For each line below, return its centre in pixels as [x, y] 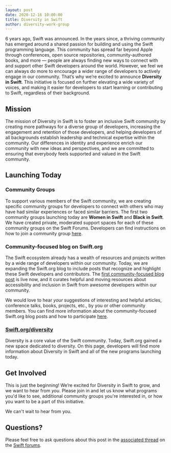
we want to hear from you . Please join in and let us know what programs [81, 391]
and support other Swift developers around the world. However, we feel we [84, 66]
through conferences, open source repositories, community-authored [78, 55]
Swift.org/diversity [29, 330]
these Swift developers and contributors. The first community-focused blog [85, 274]
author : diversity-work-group [38, 24]
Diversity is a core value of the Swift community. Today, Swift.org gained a [83, 341]
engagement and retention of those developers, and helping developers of [83, 132]
